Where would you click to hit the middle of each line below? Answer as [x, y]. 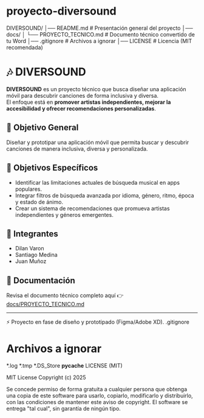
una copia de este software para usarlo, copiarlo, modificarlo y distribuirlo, [100, 396]
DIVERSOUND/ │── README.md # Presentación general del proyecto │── [100, 28]
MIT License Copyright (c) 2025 [46, 377]
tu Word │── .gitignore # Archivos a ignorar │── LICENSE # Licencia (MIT [99, 41]
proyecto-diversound [61, 11]
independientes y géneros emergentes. [64, 214]
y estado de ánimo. [39, 202]
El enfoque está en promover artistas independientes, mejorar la [89, 102]
